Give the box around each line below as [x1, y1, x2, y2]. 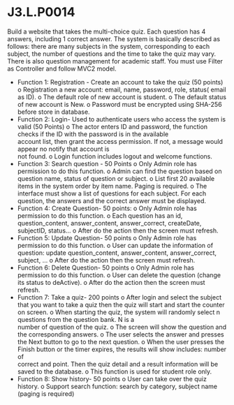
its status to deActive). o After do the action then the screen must [17, 278, 205, 286]
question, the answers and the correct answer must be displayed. [17, 196, 207, 205]
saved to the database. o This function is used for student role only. [17, 367, 212, 376]
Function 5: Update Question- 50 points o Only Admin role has [17, 233, 197, 242]
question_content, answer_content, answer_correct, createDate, [17, 219, 202, 227]
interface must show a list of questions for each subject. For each [17, 189, 207, 198]
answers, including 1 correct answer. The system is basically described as [7, 34, 221, 43]
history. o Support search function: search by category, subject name [17, 382, 218, 390]
